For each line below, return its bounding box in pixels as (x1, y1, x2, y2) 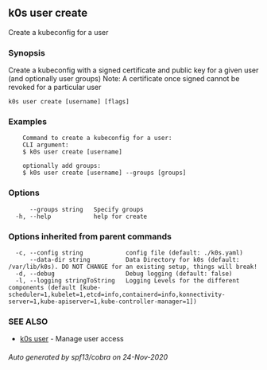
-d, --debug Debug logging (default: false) (15, 270, 233, 278)
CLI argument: (22, 141, 69, 150)
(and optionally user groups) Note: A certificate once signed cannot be (8, 74, 240, 84)
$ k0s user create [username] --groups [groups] (22, 169, 187, 177)
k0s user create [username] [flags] (8, 98, 130, 106)
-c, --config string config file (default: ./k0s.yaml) (15, 249, 244, 257)
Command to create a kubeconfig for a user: (22, 134, 172, 142)
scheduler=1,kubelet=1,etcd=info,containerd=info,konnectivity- (8, 290, 226, 298)
